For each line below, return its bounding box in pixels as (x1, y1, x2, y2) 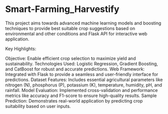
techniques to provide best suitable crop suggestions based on (5, 25, 135, 31)
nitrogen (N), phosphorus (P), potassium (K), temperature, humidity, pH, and (5, 81, 162, 88)
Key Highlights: (5, 45, 36, 51)
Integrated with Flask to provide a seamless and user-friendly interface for (5, 71, 158, 77)
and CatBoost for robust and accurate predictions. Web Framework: (5, 66, 145, 72)
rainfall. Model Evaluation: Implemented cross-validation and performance (5, 87, 158, 93)
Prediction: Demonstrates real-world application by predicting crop (5, 97, 143, 103)
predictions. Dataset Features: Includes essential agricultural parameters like (5, 76, 163, 82)
